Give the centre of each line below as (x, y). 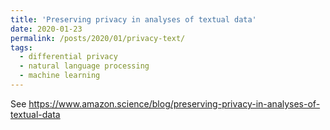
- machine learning (60, 76)
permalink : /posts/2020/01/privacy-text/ (98, 38)
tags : (21, 47)
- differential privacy (68, 57)
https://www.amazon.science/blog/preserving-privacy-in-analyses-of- (174, 103)
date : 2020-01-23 (46, 29)
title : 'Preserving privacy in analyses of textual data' (133, 19)
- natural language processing (84, 66)
